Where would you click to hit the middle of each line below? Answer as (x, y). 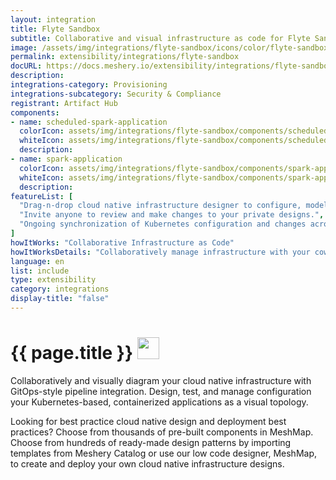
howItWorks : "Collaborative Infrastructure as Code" (122, 242)
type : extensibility (53, 280)
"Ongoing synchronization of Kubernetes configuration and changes (163, 224)
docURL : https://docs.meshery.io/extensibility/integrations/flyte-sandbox (171, 66)
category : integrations (60, 289)
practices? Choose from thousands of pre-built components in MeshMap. (162, 432)
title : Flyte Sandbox (55, 29)
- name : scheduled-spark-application (89, 122)
